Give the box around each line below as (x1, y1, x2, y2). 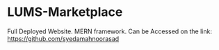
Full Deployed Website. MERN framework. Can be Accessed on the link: (7, 27, 212, 35)
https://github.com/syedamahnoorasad (7, 34, 120, 42)
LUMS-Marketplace (7, 4, 123, 20)
